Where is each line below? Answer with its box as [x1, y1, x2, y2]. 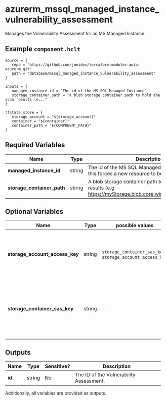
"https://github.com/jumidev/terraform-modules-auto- [27, 62, 140, 67]
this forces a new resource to [88, 170, 156, 177]
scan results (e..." [5, 97, 48, 102]
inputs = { [5, 84, 28, 89]
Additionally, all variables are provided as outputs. [5, 390, 107, 396]
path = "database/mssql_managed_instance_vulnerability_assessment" [11, 71, 156, 76]
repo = [11, 62, 26, 67]
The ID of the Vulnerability [75, 371, 136, 378]
